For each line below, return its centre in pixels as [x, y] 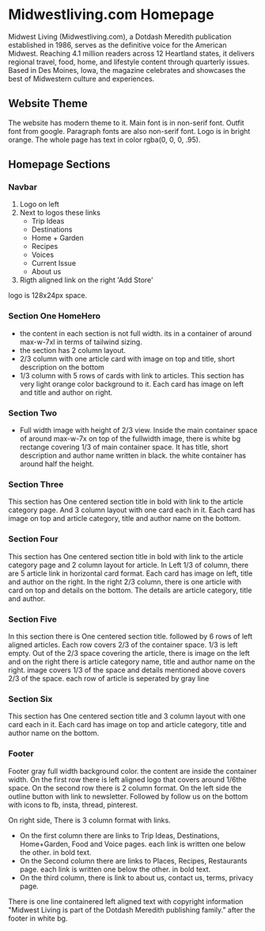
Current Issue [54, 263]
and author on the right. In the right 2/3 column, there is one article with [125, 581]
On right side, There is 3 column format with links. [90, 820]
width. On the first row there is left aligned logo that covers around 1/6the [127, 780]
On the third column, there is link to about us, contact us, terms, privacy [136, 877]
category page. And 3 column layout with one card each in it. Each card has [132, 510]
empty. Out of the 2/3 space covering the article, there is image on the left [129, 653]
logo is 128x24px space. [48, 296]
